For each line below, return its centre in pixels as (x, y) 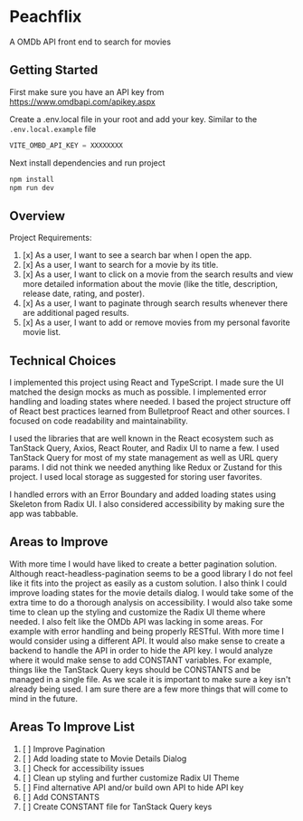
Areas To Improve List (72, 727)
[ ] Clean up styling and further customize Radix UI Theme (131, 778)
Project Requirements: (51, 238)
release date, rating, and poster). (83, 294)
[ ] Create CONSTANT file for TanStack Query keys (117, 807)
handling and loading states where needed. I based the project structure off (150, 401)
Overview (38, 216)
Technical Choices (63, 361)
